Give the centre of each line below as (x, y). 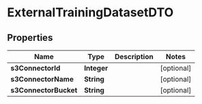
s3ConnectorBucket (44, 90)
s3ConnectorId (35, 68)
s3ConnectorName (42, 79)
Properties (30, 38)
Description (134, 57)
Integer (96, 68)
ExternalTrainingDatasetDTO (90, 13)
